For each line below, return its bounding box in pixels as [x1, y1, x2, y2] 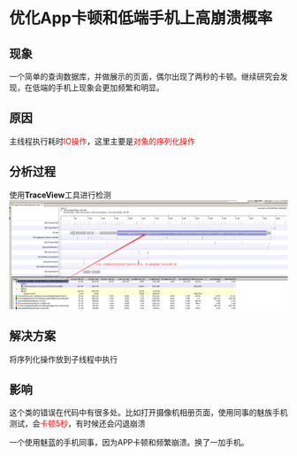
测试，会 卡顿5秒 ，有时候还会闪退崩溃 [9, 418, 146, 429]
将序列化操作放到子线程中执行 [9, 353, 118, 364]
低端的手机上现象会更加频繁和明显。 [32, 82, 164, 93]
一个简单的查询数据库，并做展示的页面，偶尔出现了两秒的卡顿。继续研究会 [9, 72, 280, 81]
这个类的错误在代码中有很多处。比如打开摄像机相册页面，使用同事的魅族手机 [9, 407, 288, 418]
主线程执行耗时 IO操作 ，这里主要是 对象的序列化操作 [9, 135, 196, 146]
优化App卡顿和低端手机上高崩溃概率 [9, 8, 273, 28]
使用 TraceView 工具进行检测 [9, 189, 112, 200]
